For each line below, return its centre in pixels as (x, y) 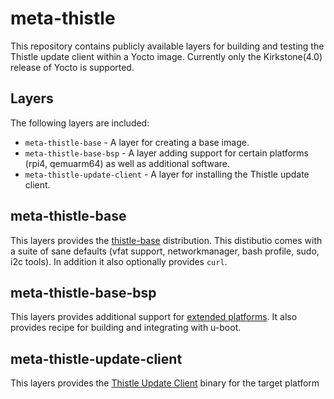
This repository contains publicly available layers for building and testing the (167, 46)
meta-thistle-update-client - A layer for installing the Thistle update (167, 174)
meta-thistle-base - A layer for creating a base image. (137, 142)
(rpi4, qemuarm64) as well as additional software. (127, 163)
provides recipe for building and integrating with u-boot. (126, 328)
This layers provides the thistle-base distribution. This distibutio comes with (166, 240)
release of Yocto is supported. (72, 67)
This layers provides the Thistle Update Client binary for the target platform (165, 383)
